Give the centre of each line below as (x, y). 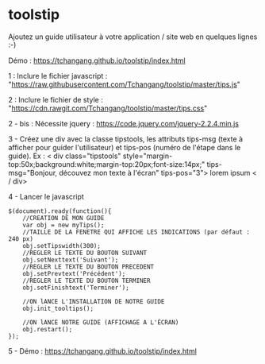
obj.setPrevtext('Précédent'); (74, 273)
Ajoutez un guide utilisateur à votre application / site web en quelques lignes (133, 37)
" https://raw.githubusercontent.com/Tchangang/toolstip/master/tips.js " (124, 84)
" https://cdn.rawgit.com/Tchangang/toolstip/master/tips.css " (108, 108)
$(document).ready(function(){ (60, 211)
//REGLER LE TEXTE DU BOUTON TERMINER (86, 281)
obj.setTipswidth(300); (62, 246)
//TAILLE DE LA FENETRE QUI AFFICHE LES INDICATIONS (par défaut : (136, 232)
